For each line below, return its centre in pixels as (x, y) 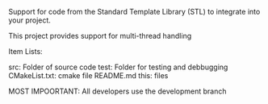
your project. (29, 20)
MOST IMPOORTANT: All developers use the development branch (117, 91)
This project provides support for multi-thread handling (100, 36)
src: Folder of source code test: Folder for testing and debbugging (118, 67)
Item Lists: (25, 51)
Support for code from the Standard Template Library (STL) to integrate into (134, 12)
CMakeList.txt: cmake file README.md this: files (88, 75)
